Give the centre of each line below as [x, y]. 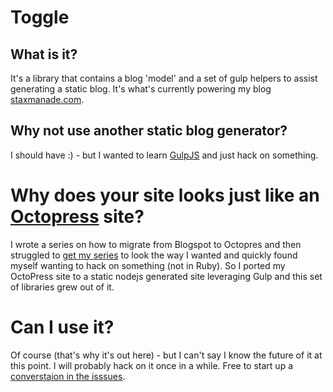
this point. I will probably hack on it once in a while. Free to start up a [151, 365]
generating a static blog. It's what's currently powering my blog [141, 89]
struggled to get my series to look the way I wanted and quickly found [154, 255]
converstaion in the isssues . [68, 376]
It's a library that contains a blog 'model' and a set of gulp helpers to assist [164, 78]
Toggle [40, 17]
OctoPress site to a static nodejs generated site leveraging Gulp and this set [166, 276]
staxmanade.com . [47, 99]
